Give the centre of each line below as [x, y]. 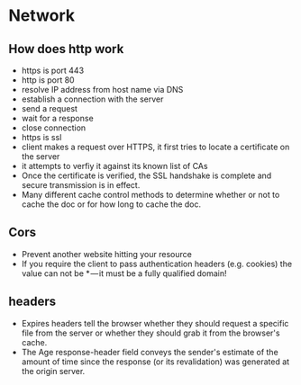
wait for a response [57, 118]
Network [42, 16]
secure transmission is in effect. [81, 185]
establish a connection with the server [92, 99]
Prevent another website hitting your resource [107, 254]
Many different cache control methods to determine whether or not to [150, 195]
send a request [50, 108]
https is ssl [41, 137]
